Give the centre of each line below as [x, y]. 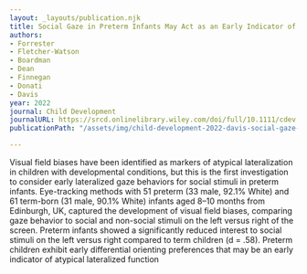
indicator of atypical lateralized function [85, 259]
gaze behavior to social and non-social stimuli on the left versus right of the [152, 221]
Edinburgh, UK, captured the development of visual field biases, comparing [151, 211]
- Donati [26, 86]
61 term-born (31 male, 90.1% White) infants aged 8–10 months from [137, 201]
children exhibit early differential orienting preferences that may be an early [152, 249]
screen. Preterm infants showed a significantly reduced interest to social [146, 230]
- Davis [24, 94]
